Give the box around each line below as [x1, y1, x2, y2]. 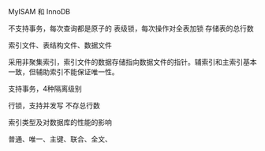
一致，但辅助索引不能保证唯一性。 [8, 67, 119, 77]
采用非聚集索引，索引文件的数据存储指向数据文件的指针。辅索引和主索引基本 [8, 58, 257, 66]
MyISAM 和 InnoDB [8, 7, 71, 16]
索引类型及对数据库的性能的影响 [8, 118, 112, 126]
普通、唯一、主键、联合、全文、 [8, 134, 112, 144]
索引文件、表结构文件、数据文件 [8, 40, 112, 50]
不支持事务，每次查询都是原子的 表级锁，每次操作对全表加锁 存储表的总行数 [8, 24, 254, 33]
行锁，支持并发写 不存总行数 [8, 101, 100, 110]
